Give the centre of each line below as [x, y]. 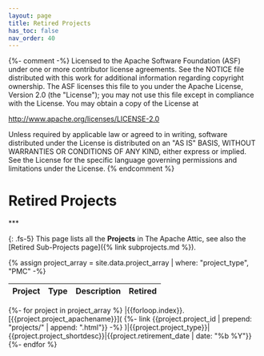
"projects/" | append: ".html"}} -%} [66, 328]
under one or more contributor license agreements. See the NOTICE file [126, 70]
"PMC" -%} [27, 271]
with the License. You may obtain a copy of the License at [104, 103]
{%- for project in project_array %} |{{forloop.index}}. [97, 310]
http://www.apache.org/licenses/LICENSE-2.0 [84, 119]
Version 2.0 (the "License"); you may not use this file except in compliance [131, 95]
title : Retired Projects [50, 23]
